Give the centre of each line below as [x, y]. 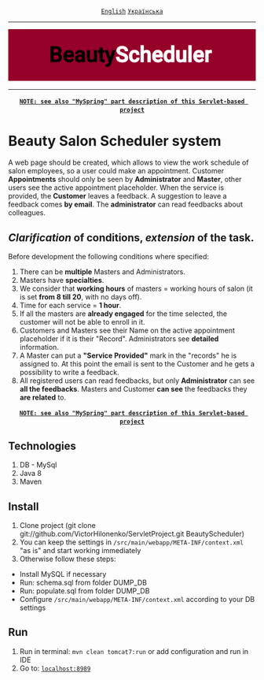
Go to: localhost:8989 [55, 668]
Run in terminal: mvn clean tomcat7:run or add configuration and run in [134, 651]
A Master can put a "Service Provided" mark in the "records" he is [128, 355]
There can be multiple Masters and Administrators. [103, 272]
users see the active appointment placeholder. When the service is [116, 188]
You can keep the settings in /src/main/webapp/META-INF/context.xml [131, 542]
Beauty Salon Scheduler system [115, 141]
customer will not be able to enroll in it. [82, 322]
